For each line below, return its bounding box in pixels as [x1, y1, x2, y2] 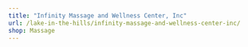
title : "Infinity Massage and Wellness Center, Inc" [8, 11, 187, 20]
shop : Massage [8, 26, 56, 34]
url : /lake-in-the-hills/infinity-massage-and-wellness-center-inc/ [8, 19, 241, 27]
